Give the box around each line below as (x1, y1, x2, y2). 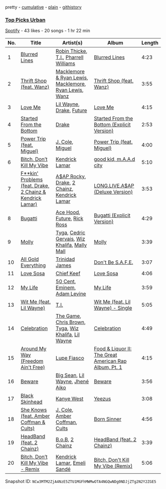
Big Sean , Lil (55, 372, 84, 379)
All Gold (20, 256, 39, 263)
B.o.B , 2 (55, 436, 74, 443)
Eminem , (55, 284, 76, 291)
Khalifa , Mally (55, 242, 87, 248)
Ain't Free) (20, 364, 45, 371)
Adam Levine (55, 290, 86, 297)
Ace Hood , (55, 209, 81, 216)
